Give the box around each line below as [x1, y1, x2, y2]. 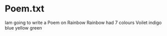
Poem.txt [5, 3, 44, 14]
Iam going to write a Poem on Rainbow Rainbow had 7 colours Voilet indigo [5, 19, 162, 25]
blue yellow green [5, 24, 42, 30]
